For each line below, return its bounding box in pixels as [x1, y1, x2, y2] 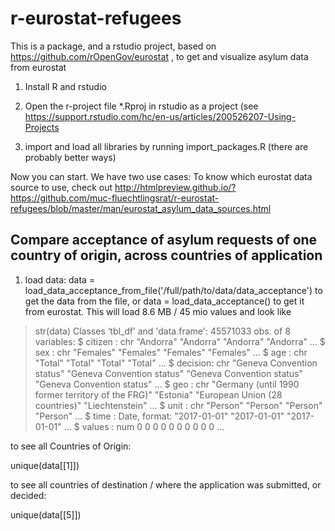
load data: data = [24, 273, 96, 286]
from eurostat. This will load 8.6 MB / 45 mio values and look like [24, 305, 292, 317]
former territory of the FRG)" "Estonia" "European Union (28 [34, 388, 283, 401]
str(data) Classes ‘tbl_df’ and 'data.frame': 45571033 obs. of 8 [34, 325, 291, 337]
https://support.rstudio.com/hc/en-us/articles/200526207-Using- [24, 110, 297, 122]
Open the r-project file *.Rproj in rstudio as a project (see [24, 100, 259, 112]
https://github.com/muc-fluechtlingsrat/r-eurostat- [10, 192, 220, 204]
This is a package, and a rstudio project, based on [10, 40, 217, 52]
